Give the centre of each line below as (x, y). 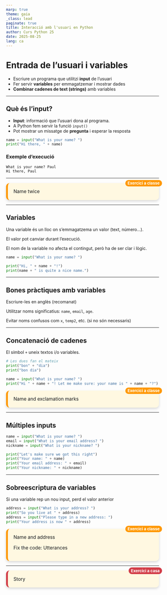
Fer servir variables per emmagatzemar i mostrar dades (69, 84)
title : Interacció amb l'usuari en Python (50, 28)
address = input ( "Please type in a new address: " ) (59, 517)
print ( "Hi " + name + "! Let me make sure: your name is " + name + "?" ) (82, 384)
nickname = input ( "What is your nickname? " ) (53, 445)
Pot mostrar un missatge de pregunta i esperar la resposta (72, 131)
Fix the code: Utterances (41, 548)
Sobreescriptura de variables (51, 487)
